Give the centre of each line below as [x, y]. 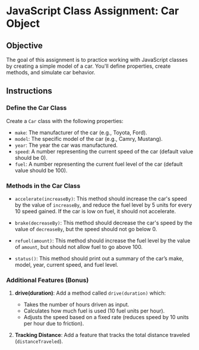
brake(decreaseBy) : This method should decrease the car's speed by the [104, 223]
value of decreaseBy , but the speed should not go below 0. [86, 229]
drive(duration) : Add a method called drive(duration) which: [90, 293]
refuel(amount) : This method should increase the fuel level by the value [102, 240]
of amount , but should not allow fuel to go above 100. [79, 247]
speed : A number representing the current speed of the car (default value [104, 151]
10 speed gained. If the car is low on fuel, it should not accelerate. [95, 211]
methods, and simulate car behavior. [51, 72]
